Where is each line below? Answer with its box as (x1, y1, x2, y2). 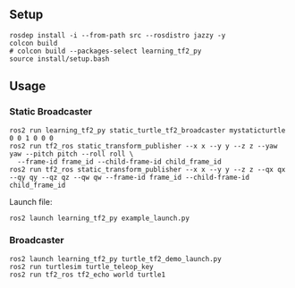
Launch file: (9, 196, 53, 207)
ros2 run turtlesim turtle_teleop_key (9, 262, 154, 271)
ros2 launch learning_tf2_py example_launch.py (9, 214, 190, 223)
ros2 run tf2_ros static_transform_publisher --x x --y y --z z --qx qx (9, 165, 286, 174)
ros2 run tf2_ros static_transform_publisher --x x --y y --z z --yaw (9, 141, 278, 150)
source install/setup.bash (9, 54, 110, 64)
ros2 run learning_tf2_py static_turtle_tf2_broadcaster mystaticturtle (9, 125, 286, 135)
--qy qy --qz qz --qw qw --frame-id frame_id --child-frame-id (9, 173, 250, 182)
